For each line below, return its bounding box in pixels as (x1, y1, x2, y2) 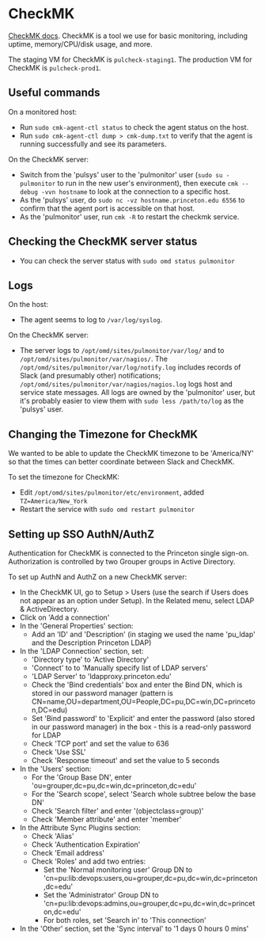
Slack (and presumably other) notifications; (19, 371, 161, 381)
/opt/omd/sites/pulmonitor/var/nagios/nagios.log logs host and (19, 379, 233, 389)
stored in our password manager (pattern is (31, 689, 174, 697)
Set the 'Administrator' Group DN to (43, 890, 160, 899)
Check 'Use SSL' (31, 747, 86, 757)
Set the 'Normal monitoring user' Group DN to (43, 865, 193, 875)
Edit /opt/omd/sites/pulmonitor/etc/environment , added (19, 488, 204, 497)
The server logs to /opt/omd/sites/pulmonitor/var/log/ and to (19, 346, 225, 355)
